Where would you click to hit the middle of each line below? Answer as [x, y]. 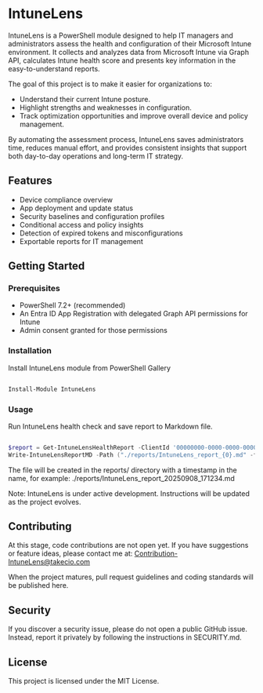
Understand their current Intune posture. [85, 99]
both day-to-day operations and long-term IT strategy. [96, 156]
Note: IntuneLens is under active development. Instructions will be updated [129, 493]
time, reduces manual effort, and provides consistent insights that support [128, 148]
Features [30, 181]
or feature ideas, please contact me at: [70, 553]
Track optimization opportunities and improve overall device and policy [134, 115]
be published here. [38, 585]
